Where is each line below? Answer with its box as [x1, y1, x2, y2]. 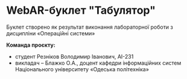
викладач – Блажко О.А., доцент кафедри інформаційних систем [14, 59, 182, 66]
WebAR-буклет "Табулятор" [6, 4, 156, 17]
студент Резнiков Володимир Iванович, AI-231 [14, 53, 134, 60]
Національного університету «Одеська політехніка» [14, 65, 150, 72]
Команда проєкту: [6, 41, 55, 48]
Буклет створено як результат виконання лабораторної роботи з [6, 23, 174, 31]
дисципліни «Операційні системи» [6, 29, 95, 37]
